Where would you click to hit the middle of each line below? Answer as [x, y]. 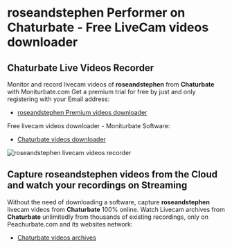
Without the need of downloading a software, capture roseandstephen [108, 202]
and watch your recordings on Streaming [97, 185]
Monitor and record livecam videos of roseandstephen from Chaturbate [111, 84]
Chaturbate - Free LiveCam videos [108, 27]
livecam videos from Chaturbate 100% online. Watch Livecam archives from [116, 209]
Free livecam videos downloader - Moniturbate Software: [89, 126]
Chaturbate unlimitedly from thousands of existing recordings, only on [108, 217]
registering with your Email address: [59, 99]
